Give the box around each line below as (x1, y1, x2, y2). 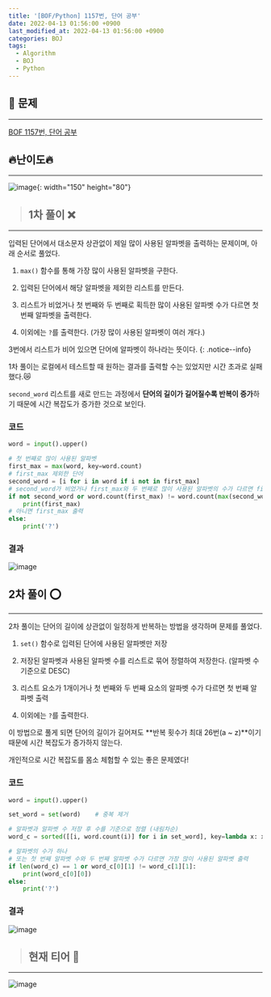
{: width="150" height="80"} (36, 183, 131, 192)
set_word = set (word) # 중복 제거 (8, 810, 129, 819)
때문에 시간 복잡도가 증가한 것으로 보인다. (16, 399, 147, 409)
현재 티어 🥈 (27, 949, 80, 963)
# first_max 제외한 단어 (8, 470, 83, 478)
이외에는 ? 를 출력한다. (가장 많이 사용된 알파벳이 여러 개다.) (19, 327, 206, 337)
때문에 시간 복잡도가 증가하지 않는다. (8, 737, 123, 748)
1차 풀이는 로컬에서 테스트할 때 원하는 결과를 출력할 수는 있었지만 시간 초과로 (8, 361, 248, 372)
